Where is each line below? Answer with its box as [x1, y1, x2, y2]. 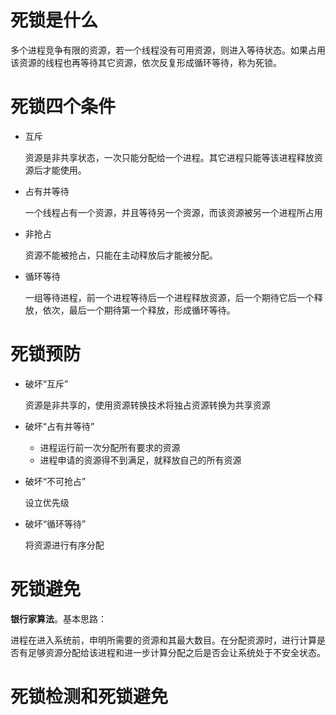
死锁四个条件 [10, 96, 117, 118]
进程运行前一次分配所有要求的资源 [39, 441, 181, 453]
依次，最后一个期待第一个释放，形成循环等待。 [42, 304, 236, 316]
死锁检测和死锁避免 [10, 685, 169, 708]
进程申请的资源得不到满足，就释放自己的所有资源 [39, 454, 242, 466]
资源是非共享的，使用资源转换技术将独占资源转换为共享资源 [24, 399, 271, 411]
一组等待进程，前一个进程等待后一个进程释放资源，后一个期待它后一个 [24, 291, 315, 303]
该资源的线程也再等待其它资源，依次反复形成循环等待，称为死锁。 [10, 56, 282, 68]
